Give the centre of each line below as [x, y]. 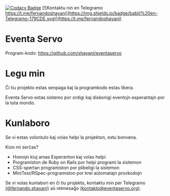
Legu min [25, 74]
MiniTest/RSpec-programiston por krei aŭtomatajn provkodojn [77, 173]
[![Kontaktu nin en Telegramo [72, 8]
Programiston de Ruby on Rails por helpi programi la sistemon [77, 162]
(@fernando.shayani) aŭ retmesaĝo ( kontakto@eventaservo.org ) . [73, 188]
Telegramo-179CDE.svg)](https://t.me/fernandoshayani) [63, 18]
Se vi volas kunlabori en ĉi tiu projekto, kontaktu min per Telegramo [75, 183]
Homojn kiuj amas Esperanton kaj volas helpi [59, 156]
